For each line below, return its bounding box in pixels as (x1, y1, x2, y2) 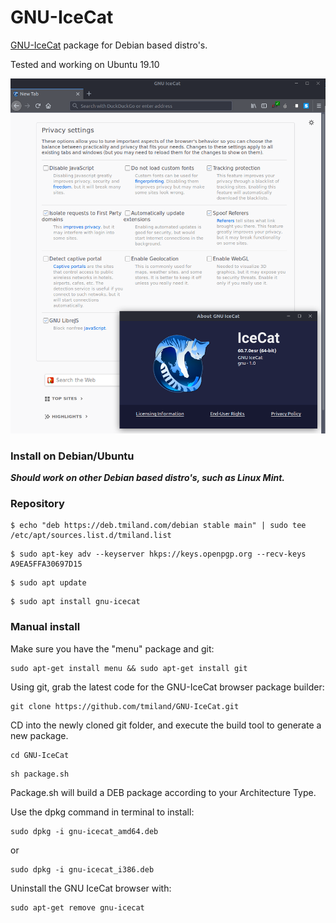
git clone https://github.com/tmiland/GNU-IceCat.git (10, 701, 240, 711)
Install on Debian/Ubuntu (10, 449, 135, 463)
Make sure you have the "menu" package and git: (10, 642, 215, 655)
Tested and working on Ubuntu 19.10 (10, 58, 160, 70)
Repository (10, 496, 65, 510)
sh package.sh (10, 769, 70, 779)
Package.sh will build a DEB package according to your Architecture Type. (10, 786, 317, 798)
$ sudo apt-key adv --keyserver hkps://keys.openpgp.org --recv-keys (10, 549, 307, 560)
